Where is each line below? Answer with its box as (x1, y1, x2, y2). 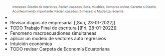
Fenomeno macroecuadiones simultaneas (10, 30, 97, 36)
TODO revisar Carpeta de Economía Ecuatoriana (10, 46, 110, 52)
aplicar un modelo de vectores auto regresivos (10, 35, 106, 41)
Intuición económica (10, 41, 52, 47)
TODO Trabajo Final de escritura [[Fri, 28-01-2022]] (10, 25, 117, 31)
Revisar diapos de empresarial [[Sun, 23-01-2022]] (10, 19, 115, 25)
